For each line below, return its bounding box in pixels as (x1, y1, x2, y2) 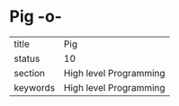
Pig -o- (9, 6, 63, 27)
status (13, 52, 40, 65)
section (13, 66, 46, 79)
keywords (13, 81, 56, 93)
